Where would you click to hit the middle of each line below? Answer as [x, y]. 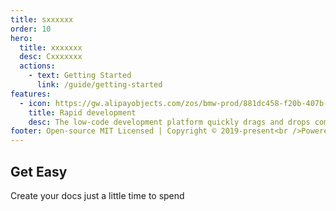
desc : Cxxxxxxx [51, 57]
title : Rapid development [82, 112]
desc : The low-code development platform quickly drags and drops [169, 122]
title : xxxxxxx [51, 47]
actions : [37, 66]
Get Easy [39, 171]
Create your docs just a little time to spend [97, 195]
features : [31, 94]
